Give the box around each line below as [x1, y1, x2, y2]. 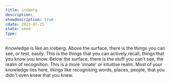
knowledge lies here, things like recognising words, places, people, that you [5, 67, 165, 73]
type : [5, 31, 17, 36]
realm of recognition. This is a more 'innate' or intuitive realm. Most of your [5, 62, 162, 67]
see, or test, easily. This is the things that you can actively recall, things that [5, 50, 164, 57]
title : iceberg [5, 7, 38, 13]
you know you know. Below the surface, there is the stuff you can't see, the [5, 56, 164, 62]
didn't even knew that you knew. [5, 72, 74, 78]
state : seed [5, 26, 31, 32]
